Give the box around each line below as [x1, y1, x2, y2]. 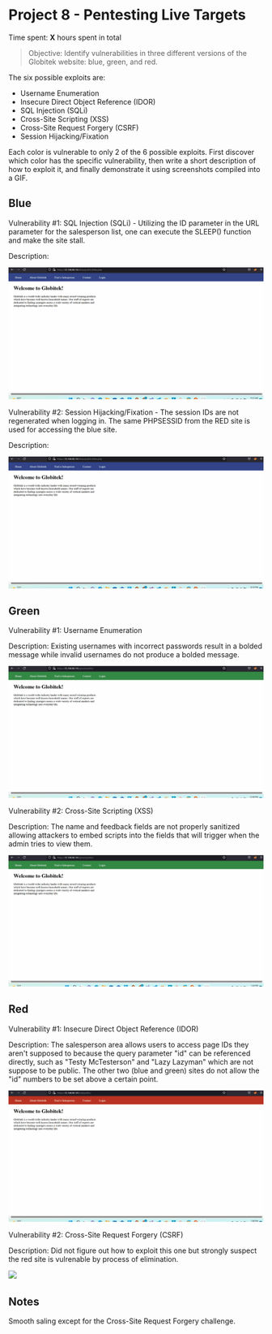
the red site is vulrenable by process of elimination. [8, 1254, 179, 1264]
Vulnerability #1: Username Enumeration [8, 626, 142, 635]
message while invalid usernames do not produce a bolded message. [8, 650, 240, 660]
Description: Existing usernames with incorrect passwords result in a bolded [8, 641, 263, 651]
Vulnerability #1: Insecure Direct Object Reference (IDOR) [8, 1024, 199, 1034]
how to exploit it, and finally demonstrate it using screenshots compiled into [8, 164, 261, 174]
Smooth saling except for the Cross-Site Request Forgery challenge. [8, 1316, 236, 1326]
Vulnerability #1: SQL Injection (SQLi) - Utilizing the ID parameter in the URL [8, 217, 260, 228]
